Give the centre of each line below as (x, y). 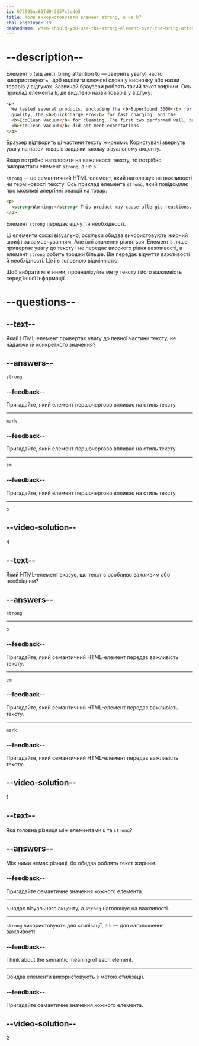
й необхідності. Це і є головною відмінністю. (63, 261)
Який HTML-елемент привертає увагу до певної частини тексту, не (91, 338)
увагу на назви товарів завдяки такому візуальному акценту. (84, 149)
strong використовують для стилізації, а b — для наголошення (85, 925)
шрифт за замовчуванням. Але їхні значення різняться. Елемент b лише (97, 242)
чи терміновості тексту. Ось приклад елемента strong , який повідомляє (97, 184)
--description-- (45, 57)
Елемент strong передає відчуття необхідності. (66, 224)
